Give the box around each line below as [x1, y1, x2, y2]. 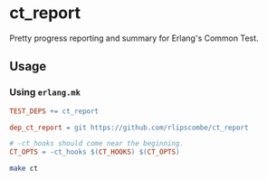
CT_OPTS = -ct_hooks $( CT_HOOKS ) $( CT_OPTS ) [9, 147, 180, 156]
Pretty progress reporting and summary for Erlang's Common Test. [9, 33, 260, 43]
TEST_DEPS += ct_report [9, 107, 100, 116]
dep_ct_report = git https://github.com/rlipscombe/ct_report [9, 123, 249, 132]
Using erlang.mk [9, 86, 81, 99]
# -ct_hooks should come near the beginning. [9, 139, 184, 148]
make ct [9, 164, 39, 174]
